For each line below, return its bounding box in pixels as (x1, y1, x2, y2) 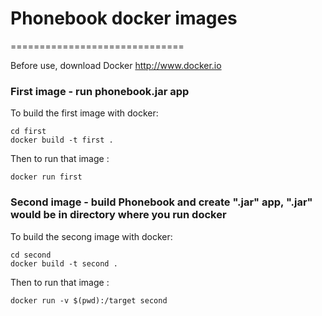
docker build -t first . (10, 135, 114, 146)
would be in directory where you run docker (10, 208, 227, 222)
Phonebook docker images (10, 7, 238, 30)
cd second (10, 250, 52, 260)
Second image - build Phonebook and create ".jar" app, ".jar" (10, 195, 313, 209)
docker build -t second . (10, 258, 118, 269)
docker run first (10, 172, 83, 182)
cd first (10, 127, 47, 137)
